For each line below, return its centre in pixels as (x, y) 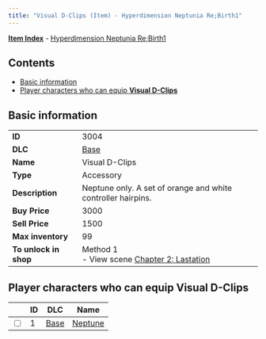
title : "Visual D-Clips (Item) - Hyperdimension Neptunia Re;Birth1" (125, 15)
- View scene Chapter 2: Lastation (146, 260)
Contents (32, 63)
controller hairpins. (117, 198)
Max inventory (40, 237)
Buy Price (31, 211)
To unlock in (36, 249)
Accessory (102, 175)
